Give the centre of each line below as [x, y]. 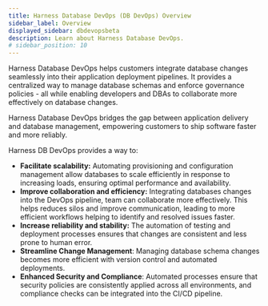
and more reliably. [38, 135]
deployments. [42, 268]
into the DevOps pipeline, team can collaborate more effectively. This [134, 200]
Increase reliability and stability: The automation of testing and [125, 226]
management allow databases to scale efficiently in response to [125, 175]
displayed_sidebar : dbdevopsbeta [64, 30]
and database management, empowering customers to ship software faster [132, 127]
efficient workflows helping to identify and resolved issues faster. [128, 217]
